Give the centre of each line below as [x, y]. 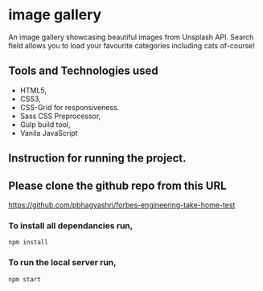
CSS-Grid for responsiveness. [70, 107]
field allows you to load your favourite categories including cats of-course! [132, 45]
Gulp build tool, [45, 124]
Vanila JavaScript [49, 133]
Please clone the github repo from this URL [117, 185]
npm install [28, 243]
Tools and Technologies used [83, 71]
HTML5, [33, 90]
